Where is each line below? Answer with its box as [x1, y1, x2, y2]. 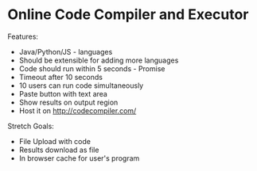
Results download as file [18, 145, 99, 154]
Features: [7, 32, 39, 41]
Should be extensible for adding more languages [18, 55, 179, 65]
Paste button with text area [18, 89, 108, 98]
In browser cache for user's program [18, 153, 140, 163]
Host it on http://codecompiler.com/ [18, 105, 137, 116]
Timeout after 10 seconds [18, 72, 103, 82]
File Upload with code [18, 136, 91, 146]
